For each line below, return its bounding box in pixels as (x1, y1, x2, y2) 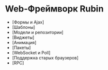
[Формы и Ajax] (12, 19, 45, 25)
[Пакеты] (12, 45, 31, 50)
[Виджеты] (12, 35, 35, 40)
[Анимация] (12, 39, 37, 45)
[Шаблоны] (12, 24, 35, 30)
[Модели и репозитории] (12, 29, 64, 35)
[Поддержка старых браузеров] (12, 55, 78, 60)
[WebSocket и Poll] (12, 49, 51, 56)
